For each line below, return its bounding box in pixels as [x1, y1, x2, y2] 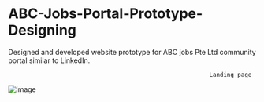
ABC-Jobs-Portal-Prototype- [8, 5, 203, 23]
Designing [8, 21, 77, 39]
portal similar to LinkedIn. [8, 56, 91, 65]
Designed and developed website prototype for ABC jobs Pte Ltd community [8, 47, 256, 56]
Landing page [209, 71, 252, 78]
